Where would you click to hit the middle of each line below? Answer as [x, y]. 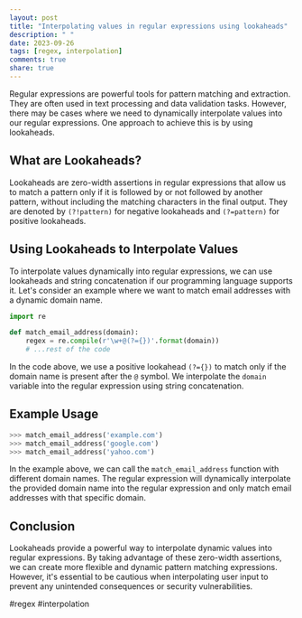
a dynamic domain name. [56, 300]
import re [28, 316]
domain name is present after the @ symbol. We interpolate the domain [138, 376]
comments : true [38, 60]
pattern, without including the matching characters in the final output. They [149, 201]
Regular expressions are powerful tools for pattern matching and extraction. [150, 94]
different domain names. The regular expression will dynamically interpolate [150, 479]
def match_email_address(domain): [74, 332]
